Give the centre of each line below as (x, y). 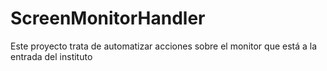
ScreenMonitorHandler (108, 18)
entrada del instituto (51, 56)
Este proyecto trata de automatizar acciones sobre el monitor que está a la (164, 46)
